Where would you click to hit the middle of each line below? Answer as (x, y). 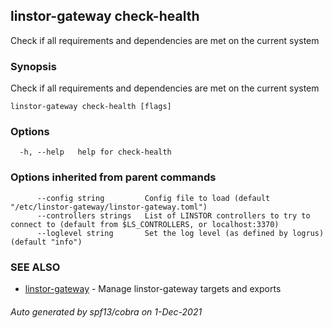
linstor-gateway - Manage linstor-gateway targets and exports (153, 288)
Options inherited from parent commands (113, 177)
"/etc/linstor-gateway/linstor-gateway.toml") (109, 207)
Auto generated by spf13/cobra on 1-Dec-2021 (106, 311)
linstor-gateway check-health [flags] (91, 107)
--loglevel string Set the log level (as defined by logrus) (180, 233)
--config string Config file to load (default (153, 198)
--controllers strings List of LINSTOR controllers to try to (173, 215)
